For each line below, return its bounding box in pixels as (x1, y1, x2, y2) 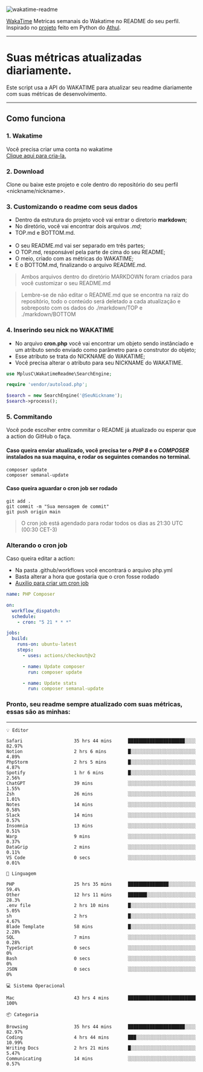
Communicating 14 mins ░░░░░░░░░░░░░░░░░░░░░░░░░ (6, 1056, 196, 1062)
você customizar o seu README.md (21, 280, 111, 287)
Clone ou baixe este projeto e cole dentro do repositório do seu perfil (6, 181, 178, 188)
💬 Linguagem (6, 871, 36, 877)
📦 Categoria (6, 1011, 39, 1017)
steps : (17, 647, 34, 653)
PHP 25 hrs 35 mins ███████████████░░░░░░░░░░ (6, 881, 196, 887)
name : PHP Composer (6, 592, 56, 598)
